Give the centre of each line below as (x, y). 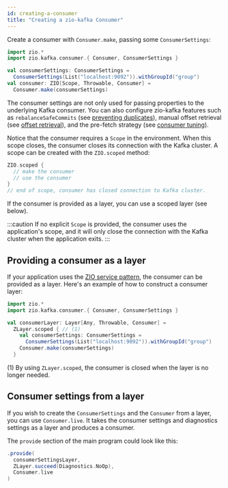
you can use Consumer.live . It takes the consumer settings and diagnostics (112, 420)
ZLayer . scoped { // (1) (47, 329)
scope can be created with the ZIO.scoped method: (79, 152)
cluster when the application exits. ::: (59, 239)
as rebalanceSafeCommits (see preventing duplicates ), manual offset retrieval (114, 117)
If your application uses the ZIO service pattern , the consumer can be (105, 277)
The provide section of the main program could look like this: (93, 441)
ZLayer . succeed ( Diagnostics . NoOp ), (64, 466)
